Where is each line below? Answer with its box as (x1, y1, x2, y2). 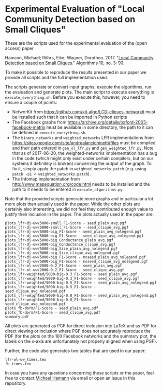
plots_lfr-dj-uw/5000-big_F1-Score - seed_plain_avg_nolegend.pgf (5, 229, 142, 234)
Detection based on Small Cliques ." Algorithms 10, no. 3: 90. (5, 60, 125, 66)
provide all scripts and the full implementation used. (5, 74, 108, 80)
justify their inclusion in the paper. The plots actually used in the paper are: (5, 211, 154, 217)
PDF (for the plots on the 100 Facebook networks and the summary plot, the (5, 333, 156, 339)
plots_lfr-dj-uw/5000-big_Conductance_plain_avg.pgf (5, 237, 114, 243)
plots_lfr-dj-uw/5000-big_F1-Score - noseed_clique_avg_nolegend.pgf (5, 259, 148, 264)
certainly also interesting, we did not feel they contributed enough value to (5, 206, 153, 212)
